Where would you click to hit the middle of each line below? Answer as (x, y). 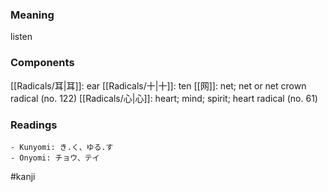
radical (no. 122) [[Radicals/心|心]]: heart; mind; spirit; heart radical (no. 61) (164, 98)
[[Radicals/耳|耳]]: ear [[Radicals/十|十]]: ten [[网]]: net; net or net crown (158, 85)
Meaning (32, 15)
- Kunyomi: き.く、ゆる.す (62, 147)
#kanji (23, 176)
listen (21, 37)
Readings (34, 125)
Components (42, 63)
